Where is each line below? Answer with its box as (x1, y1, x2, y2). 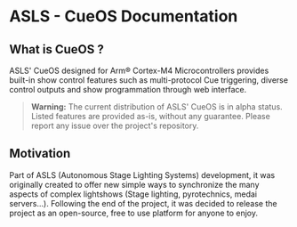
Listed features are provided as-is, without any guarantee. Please (30, 111, 271, 121)
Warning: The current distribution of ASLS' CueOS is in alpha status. (30, 101, 283, 112)
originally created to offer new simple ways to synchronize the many (9, 179, 260, 190)
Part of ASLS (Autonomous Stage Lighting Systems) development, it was (9, 169, 276, 180)
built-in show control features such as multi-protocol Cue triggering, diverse (9, 75, 289, 85)
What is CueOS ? (9, 42, 104, 57)
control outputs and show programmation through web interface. (9, 85, 247, 94)
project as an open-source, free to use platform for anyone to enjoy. (9, 207, 259, 218)
